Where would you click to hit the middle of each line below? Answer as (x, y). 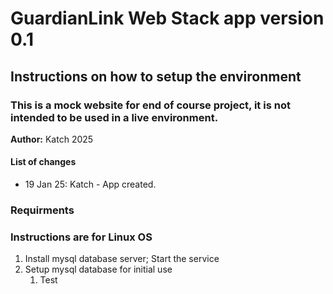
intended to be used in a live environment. (114, 117)
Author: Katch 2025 (52, 139)
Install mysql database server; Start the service (122, 259)
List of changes (43, 162)
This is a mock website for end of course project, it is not (150, 105)
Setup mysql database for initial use (98, 269)
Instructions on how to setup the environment (156, 76)
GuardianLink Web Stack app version (167, 18)
